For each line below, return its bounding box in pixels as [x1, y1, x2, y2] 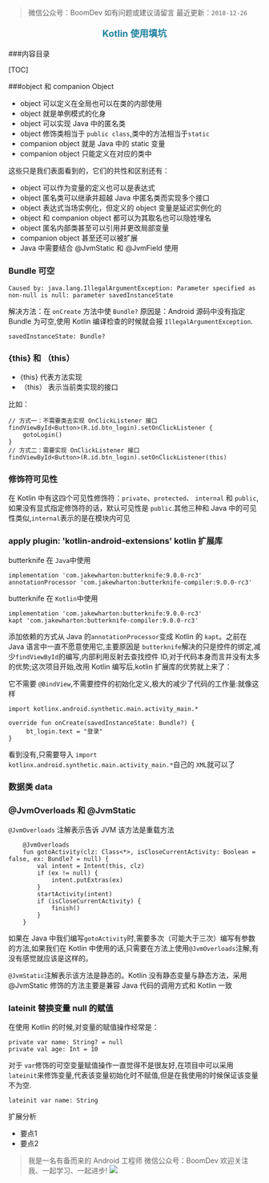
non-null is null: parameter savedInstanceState [8, 291, 174, 300]
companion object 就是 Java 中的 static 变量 [19, 139, 166, 149]
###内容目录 [8, 49, 50, 59]
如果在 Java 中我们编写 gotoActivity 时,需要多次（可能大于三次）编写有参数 [8, 933, 256, 943]
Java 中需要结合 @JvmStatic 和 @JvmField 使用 [19, 243, 179, 253]
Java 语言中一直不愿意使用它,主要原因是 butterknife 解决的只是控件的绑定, [8, 642, 255, 651]
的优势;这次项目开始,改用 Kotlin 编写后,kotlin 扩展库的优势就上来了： [8, 662, 232, 671]
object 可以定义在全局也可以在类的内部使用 [19, 99, 163, 108]
